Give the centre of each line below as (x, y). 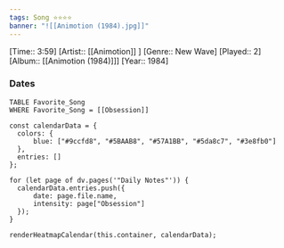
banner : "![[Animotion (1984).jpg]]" (79, 26)
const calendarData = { (53, 126)
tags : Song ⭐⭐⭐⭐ (41, 17)
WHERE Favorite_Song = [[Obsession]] (79, 110)
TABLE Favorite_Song (48, 102)
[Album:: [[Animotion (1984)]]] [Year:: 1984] (89, 61)
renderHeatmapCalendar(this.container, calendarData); (113, 235)
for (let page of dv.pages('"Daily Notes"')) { (99, 180)
